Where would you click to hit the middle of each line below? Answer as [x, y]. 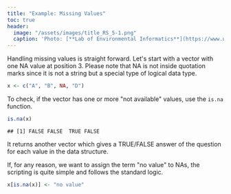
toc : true [21, 20]
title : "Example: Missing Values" [57, 13]
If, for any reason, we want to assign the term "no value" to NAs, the [103, 164]
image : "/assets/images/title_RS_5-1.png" [75, 33]
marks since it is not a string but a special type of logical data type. [102, 74]
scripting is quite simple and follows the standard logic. [85, 172]
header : [18, 26]
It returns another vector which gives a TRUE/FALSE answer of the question [114, 144]
